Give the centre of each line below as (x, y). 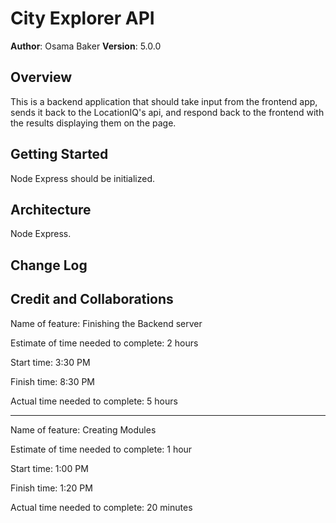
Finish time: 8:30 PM (52, 381)
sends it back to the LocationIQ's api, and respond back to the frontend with (167, 112)
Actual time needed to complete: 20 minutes (101, 507)
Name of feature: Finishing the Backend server (106, 323)
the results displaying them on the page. (93, 123)
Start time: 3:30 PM (50, 362)
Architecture (51, 209)
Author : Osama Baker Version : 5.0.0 (86, 46)
